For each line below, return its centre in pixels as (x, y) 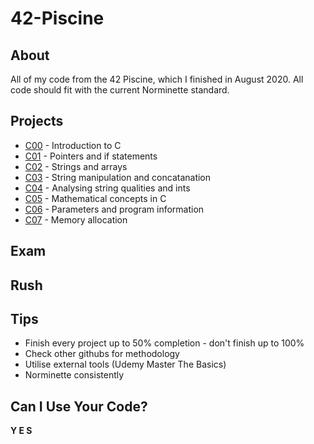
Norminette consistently (74, 375)
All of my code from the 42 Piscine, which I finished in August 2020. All (157, 79)
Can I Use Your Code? (79, 406)
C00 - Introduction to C (73, 145)
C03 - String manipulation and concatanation (118, 177)
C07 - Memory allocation (76, 219)
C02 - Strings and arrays (76, 166)
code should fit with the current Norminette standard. (120, 90)
